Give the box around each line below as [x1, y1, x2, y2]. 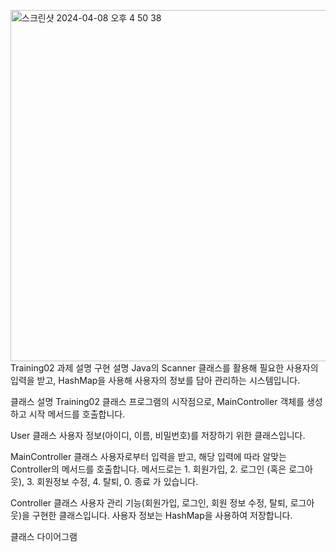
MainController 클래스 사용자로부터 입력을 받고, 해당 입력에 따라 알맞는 [10, 451, 287, 462]
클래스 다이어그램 [10, 531, 78, 542]
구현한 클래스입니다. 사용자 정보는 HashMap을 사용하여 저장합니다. [31, 510, 293, 521]
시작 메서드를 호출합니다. [28, 408, 126, 420]
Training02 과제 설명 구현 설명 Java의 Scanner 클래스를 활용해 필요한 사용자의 [10, 362, 319, 374]
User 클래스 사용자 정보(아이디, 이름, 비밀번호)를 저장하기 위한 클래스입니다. [10, 430, 306, 441]
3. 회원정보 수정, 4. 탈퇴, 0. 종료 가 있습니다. [26, 476, 199, 487]
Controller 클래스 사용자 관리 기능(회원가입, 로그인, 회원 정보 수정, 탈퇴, [10, 497, 288, 509]
